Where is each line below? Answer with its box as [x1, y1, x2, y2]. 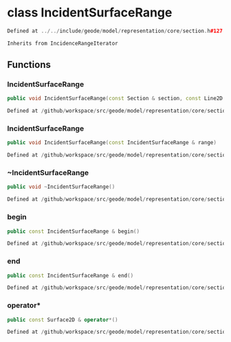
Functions [7, 59, 52, 71]
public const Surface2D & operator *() [7, 316, 118, 323]
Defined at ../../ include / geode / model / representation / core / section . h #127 [7, 27, 223, 34]
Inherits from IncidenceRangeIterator [7, 40, 118, 47]
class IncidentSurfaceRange [7, 5, 173, 21]
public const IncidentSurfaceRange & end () [7, 272, 134, 279]
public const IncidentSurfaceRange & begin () [7, 228, 140, 235]
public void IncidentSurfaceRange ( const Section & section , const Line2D [7, 95, 223, 102]
